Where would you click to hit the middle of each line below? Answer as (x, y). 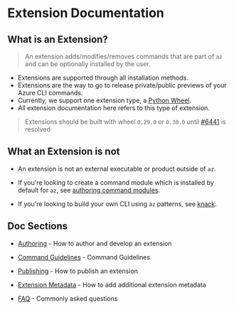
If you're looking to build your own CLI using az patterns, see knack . (117, 203)
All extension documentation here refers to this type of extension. (113, 108)
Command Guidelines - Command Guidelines (84, 257)
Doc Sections (38, 226)
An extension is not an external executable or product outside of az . (117, 169)
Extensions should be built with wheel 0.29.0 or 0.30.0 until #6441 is (125, 122)
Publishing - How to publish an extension (78, 271)
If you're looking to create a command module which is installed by (116, 182)
